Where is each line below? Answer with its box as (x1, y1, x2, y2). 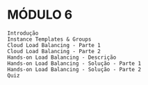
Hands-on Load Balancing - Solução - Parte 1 (7, 59, 141, 67)
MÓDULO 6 (7, 7, 73, 23)
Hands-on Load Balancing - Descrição (7, 54, 117, 61)
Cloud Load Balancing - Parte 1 (7, 41, 101, 48)
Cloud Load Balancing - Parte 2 (7, 48, 101, 55)
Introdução (7, 30, 39, 37)
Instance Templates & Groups (7, 35, 92, 43)
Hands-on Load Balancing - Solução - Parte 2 (7, 66, 141, 73)
